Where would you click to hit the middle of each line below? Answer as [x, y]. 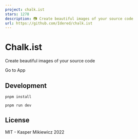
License [17, 120]
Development [26, 86]
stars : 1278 [17, 14]
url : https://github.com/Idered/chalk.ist [49, 23]
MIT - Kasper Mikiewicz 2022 [35, 132]
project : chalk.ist [25, 10]
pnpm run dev [18, 105]
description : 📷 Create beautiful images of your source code [69, 19]
